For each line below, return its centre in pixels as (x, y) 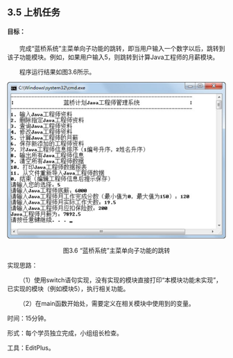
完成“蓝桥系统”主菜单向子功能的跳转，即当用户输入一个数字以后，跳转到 (122, 48)
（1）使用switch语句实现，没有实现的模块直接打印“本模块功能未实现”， (121, 279)
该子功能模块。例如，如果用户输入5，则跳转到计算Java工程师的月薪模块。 (113, 57)
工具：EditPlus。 (31, 348)
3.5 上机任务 (34, 13)
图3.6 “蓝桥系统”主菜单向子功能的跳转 (116, 250)
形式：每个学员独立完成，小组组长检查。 (65, 333)
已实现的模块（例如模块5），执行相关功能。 (68, 288)
